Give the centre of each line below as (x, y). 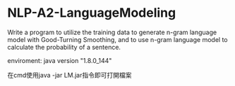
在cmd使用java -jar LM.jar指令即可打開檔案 (70, 75)
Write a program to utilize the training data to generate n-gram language (112, 32)
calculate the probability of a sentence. (64, 47)
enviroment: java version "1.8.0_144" (60, 60)
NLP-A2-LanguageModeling (92, 13)
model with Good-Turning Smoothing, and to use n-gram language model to (117, 39)
